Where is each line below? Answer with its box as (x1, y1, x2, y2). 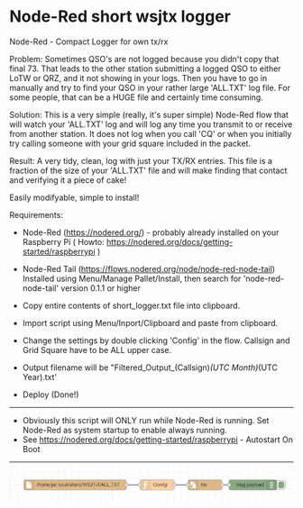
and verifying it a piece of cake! (9, 174, 127, 186)
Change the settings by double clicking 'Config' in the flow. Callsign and (22, 335, 290, 346)
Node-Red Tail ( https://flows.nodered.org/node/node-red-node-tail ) (22, 263, 276, 274)
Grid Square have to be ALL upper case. (22, 344, 172, 355)
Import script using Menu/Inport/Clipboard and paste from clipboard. (22, 317, 278, 328)
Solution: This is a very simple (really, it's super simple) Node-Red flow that (9, 109, 289, 120)
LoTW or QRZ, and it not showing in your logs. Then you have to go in (9, 72, 268, 83)
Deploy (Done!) (22, 389, 79, 400)
